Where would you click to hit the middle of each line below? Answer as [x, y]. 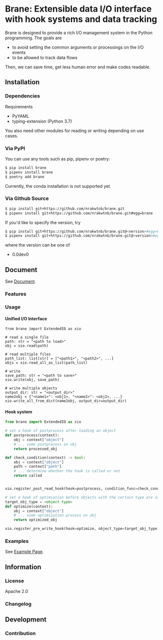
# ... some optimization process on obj [55, 515]
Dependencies [23, 96]
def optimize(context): [29, 506]
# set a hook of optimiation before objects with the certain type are [79, 497]
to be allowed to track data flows [45, 57]
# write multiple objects [31, 388]
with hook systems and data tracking [81, 19]
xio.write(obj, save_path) [32, 380]
